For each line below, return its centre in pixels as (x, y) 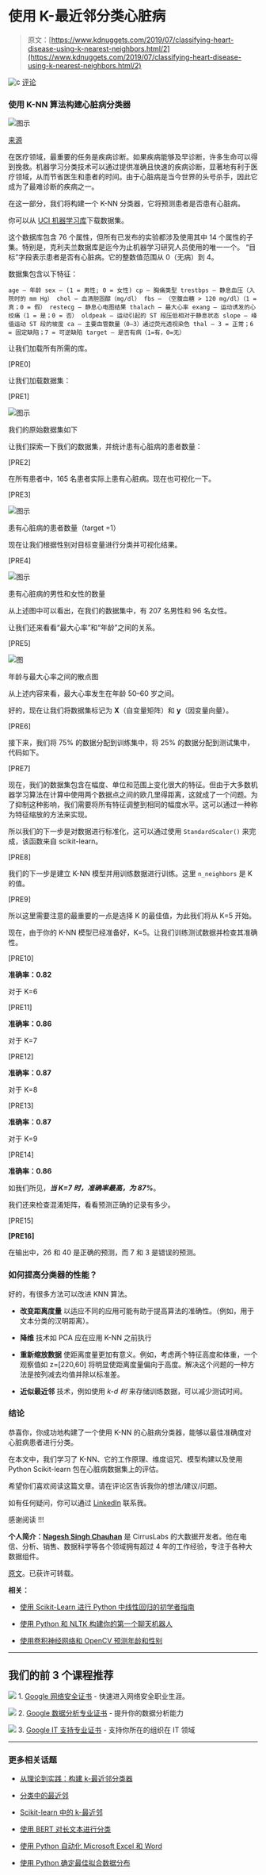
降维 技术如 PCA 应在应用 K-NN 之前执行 (85, 1337)
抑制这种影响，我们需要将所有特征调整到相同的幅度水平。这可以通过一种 (133, 805)
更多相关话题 (33, 1760)
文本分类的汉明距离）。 (56, 1320)
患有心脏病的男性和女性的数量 (57, 594)
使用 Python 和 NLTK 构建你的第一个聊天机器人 (96, 1623)
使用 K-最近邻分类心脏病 (87, 16)
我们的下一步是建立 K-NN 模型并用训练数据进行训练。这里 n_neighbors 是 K (131, 874)
